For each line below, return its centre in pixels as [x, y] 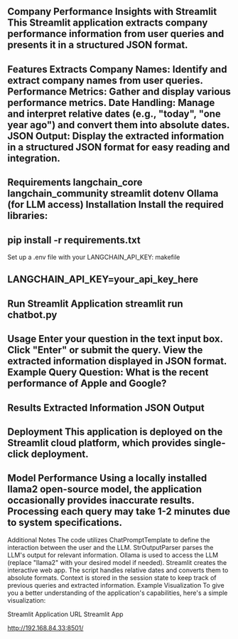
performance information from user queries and [116, 34]
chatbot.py [32, 315]
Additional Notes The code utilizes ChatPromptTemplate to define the [109, 539]
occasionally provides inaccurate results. [101, 501]
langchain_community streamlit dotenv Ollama [113, 194]
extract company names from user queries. [105, 80]
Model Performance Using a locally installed [107, 479]
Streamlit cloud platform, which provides [99, 443]
